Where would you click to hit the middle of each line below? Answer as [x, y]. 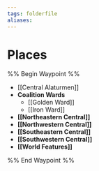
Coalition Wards [41, 95]
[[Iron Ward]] [46, 110]
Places [27, 55]
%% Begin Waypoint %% [44, 74]
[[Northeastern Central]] [54, 117]
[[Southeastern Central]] [54, 132]
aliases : [20, 20]
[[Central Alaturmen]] [48, 87]
